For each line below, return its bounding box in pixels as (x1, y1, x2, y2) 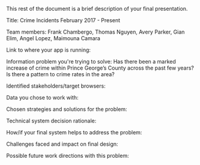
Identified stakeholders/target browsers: (6, 82, 106, 89)
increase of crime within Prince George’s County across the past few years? (6, 64, 194, 71)
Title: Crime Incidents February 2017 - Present (6, 17, 121, 23)
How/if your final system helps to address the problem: (6, 129, 142, 136)
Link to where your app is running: (6, 46, 91, 53)
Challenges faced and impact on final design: (6, 140, 118, 148)
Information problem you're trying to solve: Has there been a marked (6, 58, 176, 65)
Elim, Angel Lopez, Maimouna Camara (6, 35, 101, 41)
